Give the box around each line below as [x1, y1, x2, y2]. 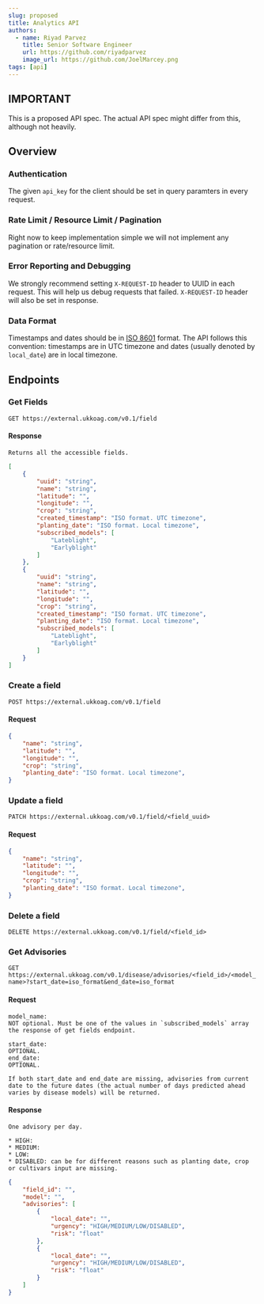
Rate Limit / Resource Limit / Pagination [8, 214, 162, 226]
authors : [8, 26, 37, 34]
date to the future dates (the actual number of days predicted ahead [8, 1082, 246, 1090]
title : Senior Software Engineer [22, 41, 133, 49]
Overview [8, 144, 58, 158]
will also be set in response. [8, 295, 99, 305]
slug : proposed [8, 11, 58, 20]
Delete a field [8, 910, 61, 921]
